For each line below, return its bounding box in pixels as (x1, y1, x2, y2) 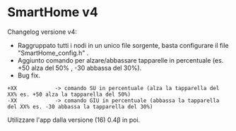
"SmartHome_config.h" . (17, 49, 89, 57)
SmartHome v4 (7, 4, 99, 20)
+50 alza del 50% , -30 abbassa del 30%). (17, 63, 142, 72)
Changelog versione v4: (7, 27, 78, 36)
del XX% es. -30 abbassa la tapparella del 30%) (7, 103, 153, 110)
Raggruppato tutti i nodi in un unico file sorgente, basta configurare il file (17, 41, 229, 49)
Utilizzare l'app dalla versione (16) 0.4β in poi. (7, 116, 141, 124)
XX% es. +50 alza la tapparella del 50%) (7, 91, 131, 98)
